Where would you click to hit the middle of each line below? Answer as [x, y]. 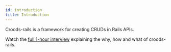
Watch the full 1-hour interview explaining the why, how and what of [77, 39]
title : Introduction [27, 15]
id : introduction [24, 10]
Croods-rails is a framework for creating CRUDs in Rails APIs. [70, 29]
